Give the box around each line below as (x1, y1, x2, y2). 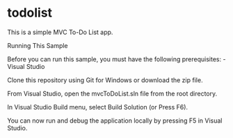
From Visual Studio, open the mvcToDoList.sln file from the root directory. (7, 89, 218, 98)
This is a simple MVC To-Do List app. (7, 28, 113, 36)
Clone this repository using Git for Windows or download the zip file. (7, 75, 203, 84)
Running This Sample (7, 41, 68, 49)
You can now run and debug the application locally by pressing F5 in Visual (7, 116, 223, 125)
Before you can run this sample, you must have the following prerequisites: (7, 54, 221, 63)
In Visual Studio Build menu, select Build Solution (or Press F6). (7, 102, 188, 111)
